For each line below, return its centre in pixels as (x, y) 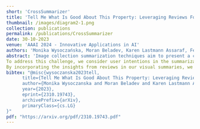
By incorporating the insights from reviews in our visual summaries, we (100, 67)
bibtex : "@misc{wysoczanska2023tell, (53, 73)
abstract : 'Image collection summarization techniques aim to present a (98, 56)
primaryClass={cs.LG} (49, 106)
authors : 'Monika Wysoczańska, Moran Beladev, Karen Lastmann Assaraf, (97, 51)
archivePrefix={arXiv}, (51, 100)
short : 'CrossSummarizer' (38, 12)
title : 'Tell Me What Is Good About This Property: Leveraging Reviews (97, 17)
